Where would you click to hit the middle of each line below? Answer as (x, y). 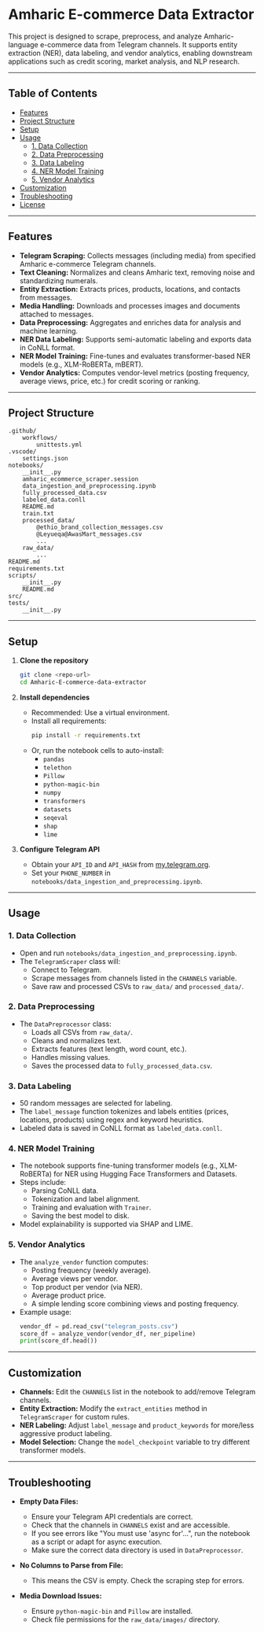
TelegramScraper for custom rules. (74, 1417)
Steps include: (43, 1183)
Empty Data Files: (49, 1501)
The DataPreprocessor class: (65, 1024)
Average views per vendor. (75, 1278)
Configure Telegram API (60, 849)
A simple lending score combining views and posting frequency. (135, 1303)
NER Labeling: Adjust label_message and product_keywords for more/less (137, 1425)
